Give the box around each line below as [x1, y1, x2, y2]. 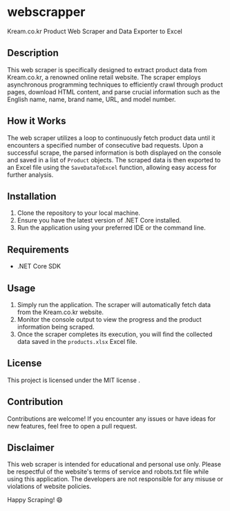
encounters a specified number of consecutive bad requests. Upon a [7, 141, 204, 149]
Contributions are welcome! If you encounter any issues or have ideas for [7, 414, 216, 423]
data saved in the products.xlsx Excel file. [17, 338, 137, 345]
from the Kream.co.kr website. [17, 308, 104, 316]
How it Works [7, 115, 66, 127]
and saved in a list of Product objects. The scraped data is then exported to [7, 155, 221, 164]
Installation [7, 190, 57, 202]
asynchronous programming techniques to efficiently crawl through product [7, 80, 223, 89]
